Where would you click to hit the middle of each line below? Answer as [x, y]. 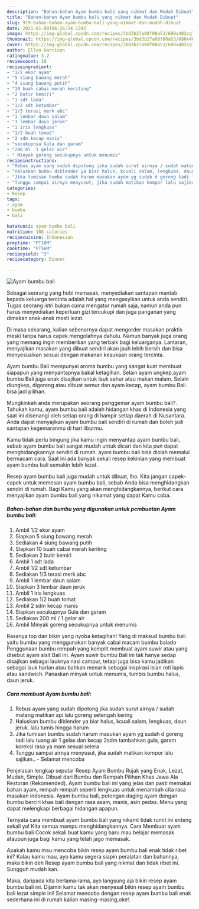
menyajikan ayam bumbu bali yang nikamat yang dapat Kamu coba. [89, 495]
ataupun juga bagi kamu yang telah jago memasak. [68, 839]
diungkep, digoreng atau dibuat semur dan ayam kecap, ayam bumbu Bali [96, 385]
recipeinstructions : [32, 161]
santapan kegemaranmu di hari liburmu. [55, 428]
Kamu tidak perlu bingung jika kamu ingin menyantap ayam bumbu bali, [94, 440]
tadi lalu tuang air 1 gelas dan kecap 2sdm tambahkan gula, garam [96, 740]
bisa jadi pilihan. [26, 391]
